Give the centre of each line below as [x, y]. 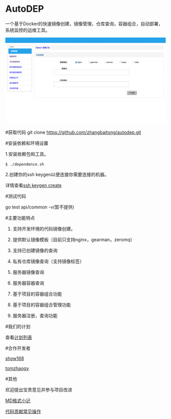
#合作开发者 [18, 348]
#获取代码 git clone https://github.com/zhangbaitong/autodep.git [73, 132]
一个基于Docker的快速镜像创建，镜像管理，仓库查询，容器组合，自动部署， [84, 24]
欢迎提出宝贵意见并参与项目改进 [39, 389]
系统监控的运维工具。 [27, 30]
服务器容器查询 [28, 283]
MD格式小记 [18, 400]
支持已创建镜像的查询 [35, 250]
